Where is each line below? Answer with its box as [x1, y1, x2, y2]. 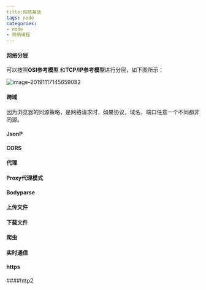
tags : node [6, 15, 34, 21]
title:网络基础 [6, 9, 42, 15]
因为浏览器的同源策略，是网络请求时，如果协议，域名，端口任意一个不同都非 [6, 108, 200, 115]
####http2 [6, 277, 34, 284]
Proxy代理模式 [6, 174, 44, 181]
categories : [6, 20, 37, 26]
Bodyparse [6, 188, 36, 196]
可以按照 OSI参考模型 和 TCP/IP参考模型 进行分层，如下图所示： [6, 66, 164, 74]
